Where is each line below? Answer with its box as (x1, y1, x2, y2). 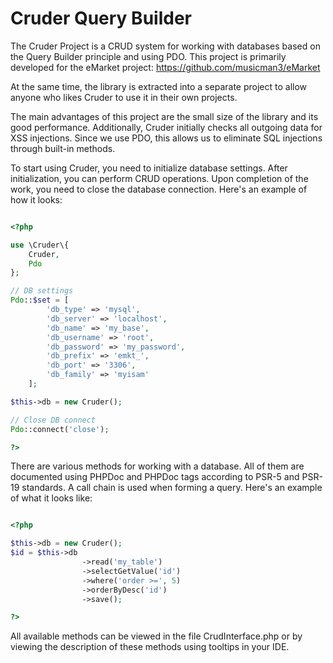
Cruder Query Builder (10, 7, 192, 30)
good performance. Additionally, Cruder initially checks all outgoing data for (10, 121, 323, 133)
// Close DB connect (10, 415, 97, 425)
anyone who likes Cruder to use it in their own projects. (10, 91, 238, 103)
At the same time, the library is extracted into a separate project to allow (10, 80, 308, 92)
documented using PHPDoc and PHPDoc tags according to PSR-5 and (10, 471, 300, 483)
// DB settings (10, 286, 74, 296)
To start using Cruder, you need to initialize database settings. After (10, 162, 288, 174)
